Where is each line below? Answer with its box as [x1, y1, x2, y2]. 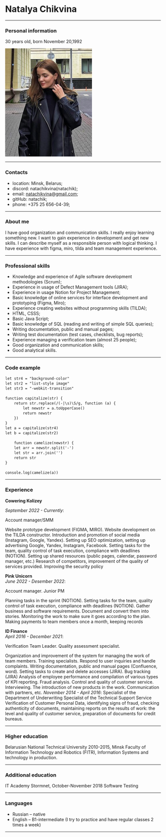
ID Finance [5, 628, 28, 634]
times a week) [12, 822, 41, 828]
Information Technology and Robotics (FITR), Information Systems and [5, 749, 149, 755]
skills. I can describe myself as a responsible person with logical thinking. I [5, 240, 157, 246]
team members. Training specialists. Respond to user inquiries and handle [5, 658, 156, 664]
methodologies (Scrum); [12, 279, 62, 285]
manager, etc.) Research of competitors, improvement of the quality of [5, 558, 149, 564]
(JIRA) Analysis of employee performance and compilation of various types [5, 673, 158, 679]
